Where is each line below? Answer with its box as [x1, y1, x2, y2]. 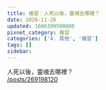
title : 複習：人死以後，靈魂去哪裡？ [7, 10, 101, 17]
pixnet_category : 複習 [7, 29, 70, 36]
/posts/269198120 [7, 75, 58, 83]
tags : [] [7, 42, 32, 48]
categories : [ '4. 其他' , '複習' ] [7, 35, 98, 42]
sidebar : [7, 48, 32, 55]
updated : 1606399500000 [7, 22, 75, 29]
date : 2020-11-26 [7, 16, 57, 23]
